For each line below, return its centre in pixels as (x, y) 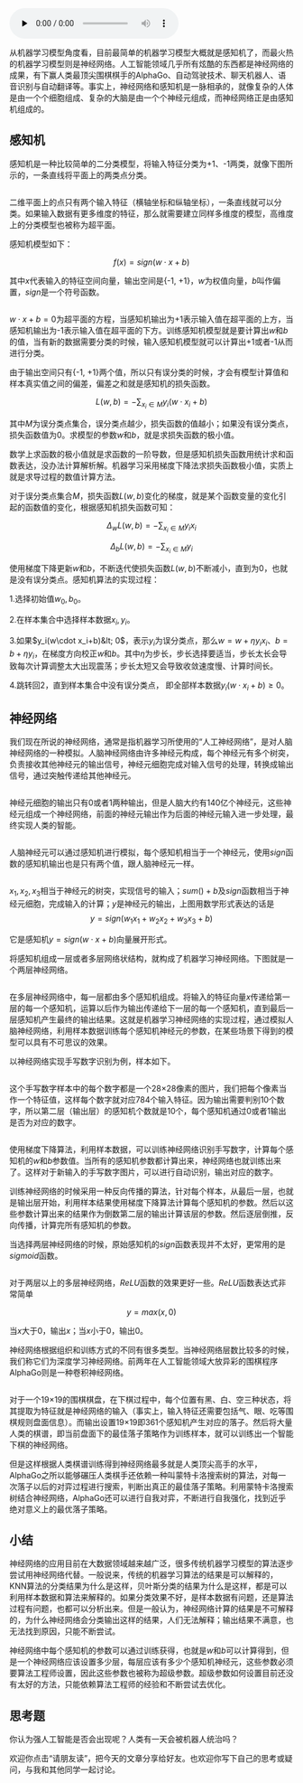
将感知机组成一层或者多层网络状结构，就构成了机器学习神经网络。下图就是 (147, 958)
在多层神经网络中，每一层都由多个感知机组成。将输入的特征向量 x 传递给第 (146, 997)
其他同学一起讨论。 (84, 1769)
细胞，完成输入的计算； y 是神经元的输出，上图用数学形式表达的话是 (150, 904)
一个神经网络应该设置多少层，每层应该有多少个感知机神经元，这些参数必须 (155, 1662)
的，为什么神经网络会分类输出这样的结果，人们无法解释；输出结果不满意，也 (151, 1620)
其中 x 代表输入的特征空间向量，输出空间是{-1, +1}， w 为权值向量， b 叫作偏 (145, 280)
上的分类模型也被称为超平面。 (64, 224)
